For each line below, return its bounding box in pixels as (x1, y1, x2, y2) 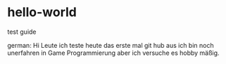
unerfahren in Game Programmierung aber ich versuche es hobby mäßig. (7, 49, 220, 57)
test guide (7, 27, 37, 36)
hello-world (7, 4, 77, 20)
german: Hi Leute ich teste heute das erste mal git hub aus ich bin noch (7, 41, 214, 49)
